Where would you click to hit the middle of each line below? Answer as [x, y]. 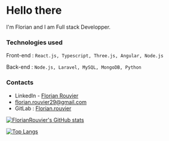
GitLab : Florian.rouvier [43, 108]
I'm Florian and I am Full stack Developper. [59, 27]
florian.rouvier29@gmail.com [51, 102]
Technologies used [34, 42]
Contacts [20, 82]
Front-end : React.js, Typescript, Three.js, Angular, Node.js [85, 56]
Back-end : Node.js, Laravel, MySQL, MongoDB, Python [74, 67]
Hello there [34, 10]
